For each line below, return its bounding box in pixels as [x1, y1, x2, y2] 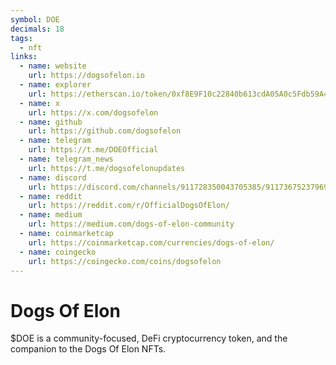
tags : [10, 33, 33, 43]
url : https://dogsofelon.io [28, 71, 145, 81]
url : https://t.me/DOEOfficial [28, 145, 159, 155]
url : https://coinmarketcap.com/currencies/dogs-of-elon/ [28, 237, 275, 248]
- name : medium [19, 210, 83, 220]
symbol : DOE [10, 14, 60, 25]
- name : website [19, 61, 87, 71]
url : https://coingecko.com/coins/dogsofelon [28, 256, 222, 266]
